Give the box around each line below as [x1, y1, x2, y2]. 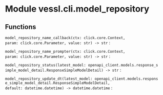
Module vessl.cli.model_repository [5, 3, 150, 15]
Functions [5, 23, 37, 31]
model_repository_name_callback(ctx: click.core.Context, [5, 35, 125, 40]
